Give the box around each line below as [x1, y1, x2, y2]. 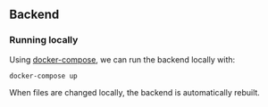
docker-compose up [9, 71, 78, 80]
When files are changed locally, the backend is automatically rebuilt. [9, 86, 261, 97]
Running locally [9, 34, 79, 46]
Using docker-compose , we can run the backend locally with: [9, 53, 236, 65]
